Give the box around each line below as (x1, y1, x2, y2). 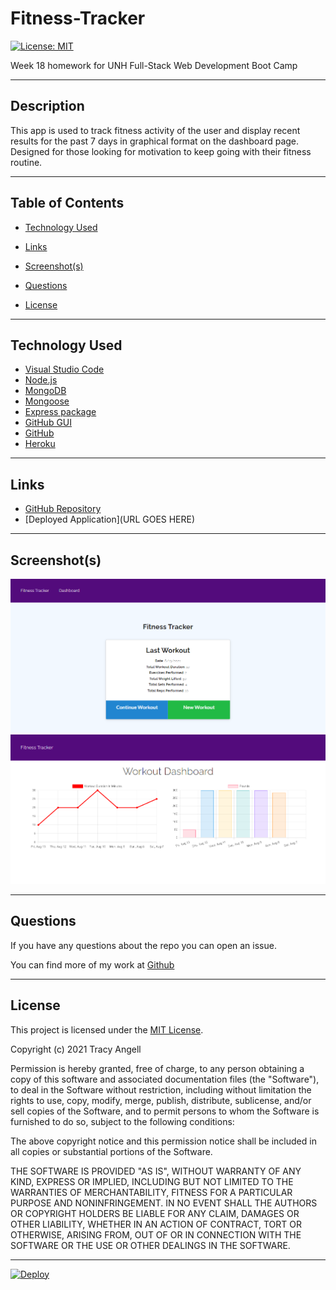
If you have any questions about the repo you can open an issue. (10, 939, 277, 951)
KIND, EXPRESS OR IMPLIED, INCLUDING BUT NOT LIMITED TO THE (10, 1175, 294, 1187)
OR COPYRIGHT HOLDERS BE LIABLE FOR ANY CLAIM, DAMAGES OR (10, 1207, 300, 1219)
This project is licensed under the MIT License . (10, 1023, 204, 1036)
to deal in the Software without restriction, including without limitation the (10, 1083, 312, 1096)
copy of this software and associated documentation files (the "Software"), (10, 1073, 320, 1085)
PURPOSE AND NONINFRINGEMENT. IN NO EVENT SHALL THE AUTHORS (10, 1197, 318, 1209)
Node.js (24, 374, 58, 386)
